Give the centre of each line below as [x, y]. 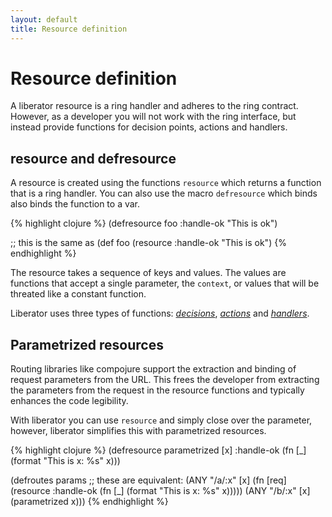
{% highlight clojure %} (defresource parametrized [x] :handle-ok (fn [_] [158, 450]
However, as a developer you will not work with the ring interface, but [153, 117]
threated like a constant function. [78, 294]
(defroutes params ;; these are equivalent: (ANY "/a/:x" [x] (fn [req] [148, 480]
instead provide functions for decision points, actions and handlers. [149, 127]
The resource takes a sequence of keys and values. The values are [148, 273]
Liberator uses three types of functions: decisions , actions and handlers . [160, 313]
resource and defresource [93, 158]
